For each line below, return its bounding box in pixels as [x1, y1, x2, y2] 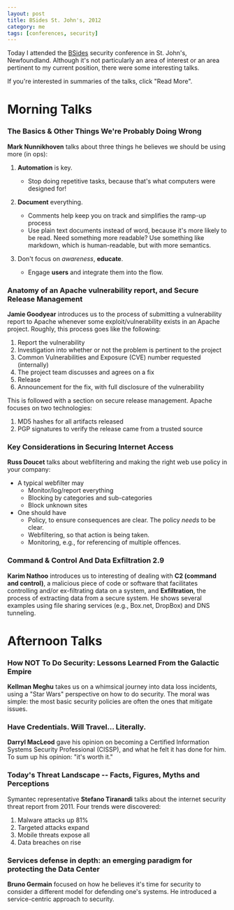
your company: [7, 465, 51, 474]
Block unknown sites [27, 501, 88, 509]
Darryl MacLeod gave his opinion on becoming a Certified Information [7, 738, 210, 747]
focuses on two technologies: [7, 404, 93, 412]
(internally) [17, 361, 49, 369]
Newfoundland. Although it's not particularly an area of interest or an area [7, 57, 220, 65]
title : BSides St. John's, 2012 [7, 17, 101, 24]
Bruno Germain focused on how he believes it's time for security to [7, 880, 201, 888]
